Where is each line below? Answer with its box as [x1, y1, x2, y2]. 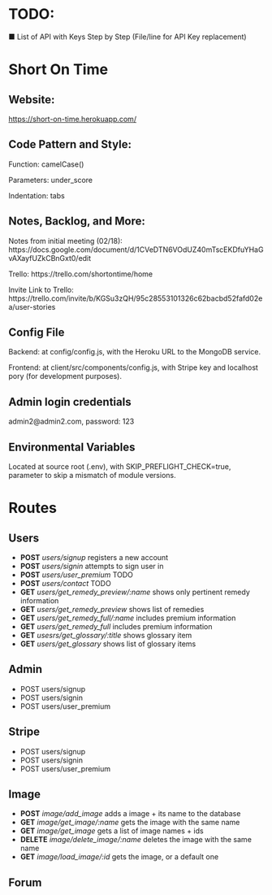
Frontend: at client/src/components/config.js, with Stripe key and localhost [8, 363, 258, 372]
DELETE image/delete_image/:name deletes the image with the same [19, 835, 252, 845]
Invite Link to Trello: [8, 285, 75, 294]
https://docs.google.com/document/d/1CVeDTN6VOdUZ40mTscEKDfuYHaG [8, 245, 264, 254]
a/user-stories [8, 302, 56, 311]
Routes [8, 499, 57, 517]
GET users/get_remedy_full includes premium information [19, 622, 213, 631]
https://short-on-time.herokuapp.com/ [8, 114, 136, 124]
